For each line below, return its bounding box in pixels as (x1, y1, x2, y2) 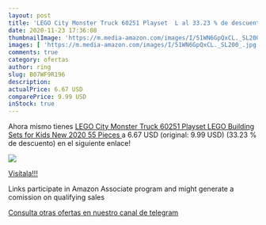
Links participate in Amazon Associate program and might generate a (8, 184, 234, 194)
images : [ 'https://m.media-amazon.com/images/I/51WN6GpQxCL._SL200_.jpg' (8, 41, 260, 49)
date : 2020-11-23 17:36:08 (8, 26, 97, 34)
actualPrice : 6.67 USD (8, 85, 83, 93)
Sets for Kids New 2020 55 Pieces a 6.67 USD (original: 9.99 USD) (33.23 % (8, 130, 257, 139)
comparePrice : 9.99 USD (8, 93, 87, 101)
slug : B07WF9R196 (8, 71, 66, 78)
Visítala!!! (8, 169, 38, 178)
